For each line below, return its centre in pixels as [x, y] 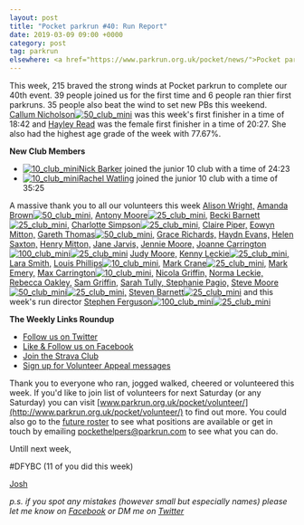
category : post [38, 43]
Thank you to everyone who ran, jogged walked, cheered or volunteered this [152, 383]
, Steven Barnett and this [199, 292]
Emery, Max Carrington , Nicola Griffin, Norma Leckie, [137, 273]
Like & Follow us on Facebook [78, 346]
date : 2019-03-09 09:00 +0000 [66, 34]
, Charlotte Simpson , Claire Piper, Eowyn [171, 224]
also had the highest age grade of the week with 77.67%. [115, 134]
